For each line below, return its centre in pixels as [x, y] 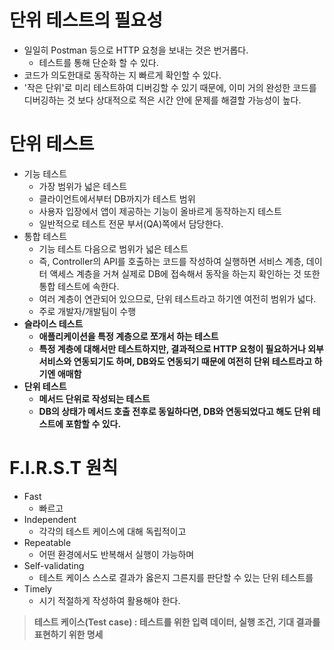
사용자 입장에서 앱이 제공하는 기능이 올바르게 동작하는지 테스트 [160, 211]
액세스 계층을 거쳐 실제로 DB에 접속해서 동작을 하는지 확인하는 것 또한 [185, 273]
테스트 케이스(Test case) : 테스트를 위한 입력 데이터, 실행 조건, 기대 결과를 [177, 622]
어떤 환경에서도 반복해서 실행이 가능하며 [116, 554]
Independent [50, 519]
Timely [37, 588]
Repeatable [47, 542]
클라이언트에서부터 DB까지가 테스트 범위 [117, 198]
